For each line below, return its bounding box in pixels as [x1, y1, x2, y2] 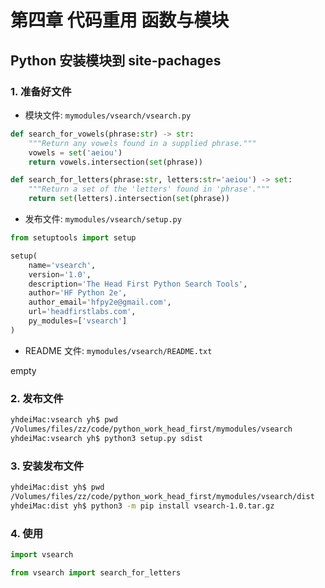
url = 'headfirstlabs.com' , [28, 307, 137, 317]
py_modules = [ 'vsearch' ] [28, 316, 128, 326]
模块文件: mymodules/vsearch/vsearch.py [24, 109, 192, 121]
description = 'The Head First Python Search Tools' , [28, 279, 248, 289]
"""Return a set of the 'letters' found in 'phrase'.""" [28, 184, 271, 195]
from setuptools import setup [10, 233, 137, 243]
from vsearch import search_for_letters [10, 567, 182, 578]
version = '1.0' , [28, 269, 92, 280]
